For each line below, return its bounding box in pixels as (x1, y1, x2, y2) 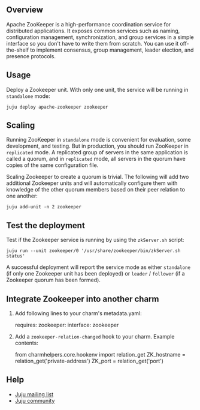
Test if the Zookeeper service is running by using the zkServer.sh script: (6, 237, 184, 244)
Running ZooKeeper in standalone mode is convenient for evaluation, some (6, 136, 192, 143)
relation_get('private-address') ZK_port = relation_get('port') (14, 357, 163, 365)
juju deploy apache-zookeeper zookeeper (6, 104, 109, 110)
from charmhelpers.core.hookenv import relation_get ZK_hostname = (14, 351, 186, 358)
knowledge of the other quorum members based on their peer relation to (6, 186, 186, 193)
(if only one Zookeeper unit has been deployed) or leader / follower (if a (6, 270, 185, 277)
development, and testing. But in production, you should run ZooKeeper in (6, 142, 189, 149)
